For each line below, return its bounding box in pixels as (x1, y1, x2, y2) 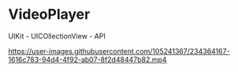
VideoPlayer (8, 5, 91, 23)
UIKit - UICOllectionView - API (8, 31, 106, 41)
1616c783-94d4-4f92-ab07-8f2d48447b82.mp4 (8, 55, 167, 64)
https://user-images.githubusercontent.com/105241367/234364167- (8, 46, 230, 56)
